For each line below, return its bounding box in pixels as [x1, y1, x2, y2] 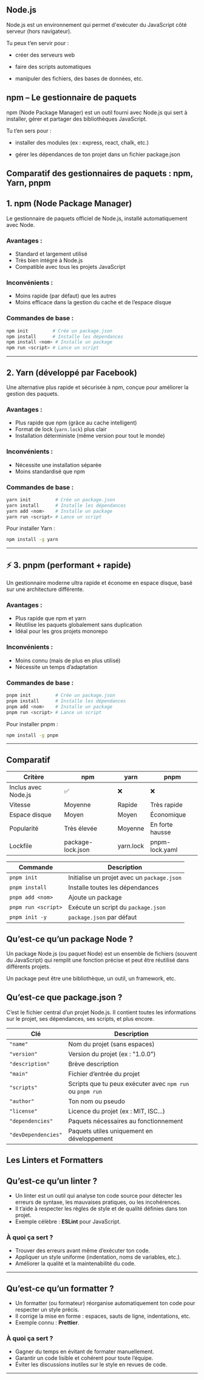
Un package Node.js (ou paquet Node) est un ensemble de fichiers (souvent [6, 950, 197, 957]
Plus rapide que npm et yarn [15, 615, 86, 622]
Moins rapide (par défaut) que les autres [15, 292, 117, 299]
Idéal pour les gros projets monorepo [15, 627, 108, 635]
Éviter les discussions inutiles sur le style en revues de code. [15, 1361, 168, 1368]
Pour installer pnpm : [6, 720, 59, 728]
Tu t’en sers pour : [6, 127, 52, 134]
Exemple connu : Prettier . [15, 1319, 80, 1326]
